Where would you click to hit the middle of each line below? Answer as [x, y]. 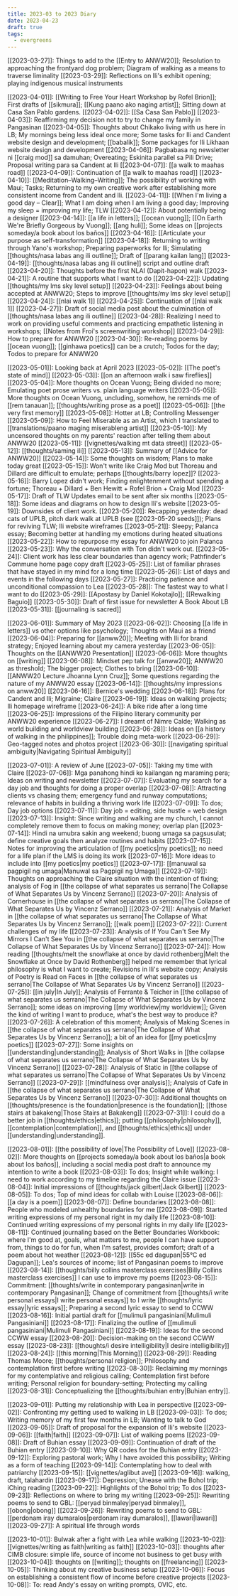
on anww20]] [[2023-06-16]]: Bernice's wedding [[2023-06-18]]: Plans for [116, 691]
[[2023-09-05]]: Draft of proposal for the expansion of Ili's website [105, 1428]
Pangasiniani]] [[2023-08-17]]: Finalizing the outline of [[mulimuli [102, 1323]
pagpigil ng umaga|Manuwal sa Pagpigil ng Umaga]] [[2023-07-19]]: [107, 871]
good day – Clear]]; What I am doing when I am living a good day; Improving [118, 203]
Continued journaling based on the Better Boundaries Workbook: [125, 1232]
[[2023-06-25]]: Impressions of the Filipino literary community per [104, 714]
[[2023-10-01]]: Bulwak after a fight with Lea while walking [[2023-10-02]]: [117, 1539]
